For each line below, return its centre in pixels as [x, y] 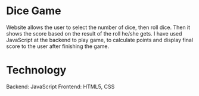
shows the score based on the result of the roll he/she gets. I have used [94, 33]
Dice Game [34, 11]
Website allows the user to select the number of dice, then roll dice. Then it [98, 27]
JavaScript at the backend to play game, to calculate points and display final [100, 40]
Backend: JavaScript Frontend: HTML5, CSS [60, 87]
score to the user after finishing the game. [58, 46]
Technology [36, 70]
